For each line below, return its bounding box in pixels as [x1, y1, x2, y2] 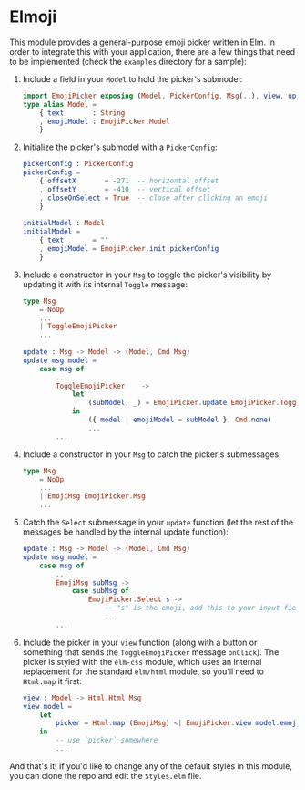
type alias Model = [22, 99, 97, 109]
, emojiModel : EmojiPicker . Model [39, 117, 170, 126]
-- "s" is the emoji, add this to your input [104, 604, 280, 613]
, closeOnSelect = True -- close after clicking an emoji [39, 193, 269, 203]
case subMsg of [71, 587, 129, 596]
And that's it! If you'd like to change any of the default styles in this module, [9, 760, 293, 772]
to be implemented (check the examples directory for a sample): [9, 56, 248, 67]
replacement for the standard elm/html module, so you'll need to [22, 666, 264, 677]
